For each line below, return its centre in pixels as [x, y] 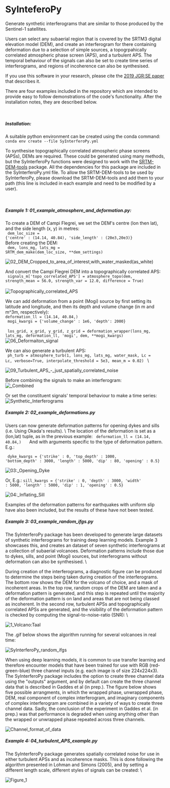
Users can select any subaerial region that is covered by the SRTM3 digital [83, 39]
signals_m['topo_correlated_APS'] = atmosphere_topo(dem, [70, 276]
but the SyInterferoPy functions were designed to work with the [72, 161]
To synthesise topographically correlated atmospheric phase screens [78, 150]
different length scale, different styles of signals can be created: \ [74, 770]
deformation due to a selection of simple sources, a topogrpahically [76, 49]
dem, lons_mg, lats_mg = [33, 248]
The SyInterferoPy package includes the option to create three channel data [85, 676]
